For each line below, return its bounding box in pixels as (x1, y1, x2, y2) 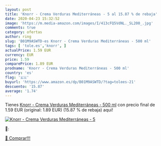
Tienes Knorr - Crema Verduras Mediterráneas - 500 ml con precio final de (5, 102, 155, 108)
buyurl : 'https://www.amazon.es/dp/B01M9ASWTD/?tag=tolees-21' (5, 79, 136, 84)
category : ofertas (5, 30, 42, 35)
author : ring (5, 35, 32, 39)
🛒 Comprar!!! (5, 135, 31, 141)
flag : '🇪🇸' (5, 75, 29, 80)
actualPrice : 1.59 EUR (5, 48, 51, 53)
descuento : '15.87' (5, 84, 45, 89)
